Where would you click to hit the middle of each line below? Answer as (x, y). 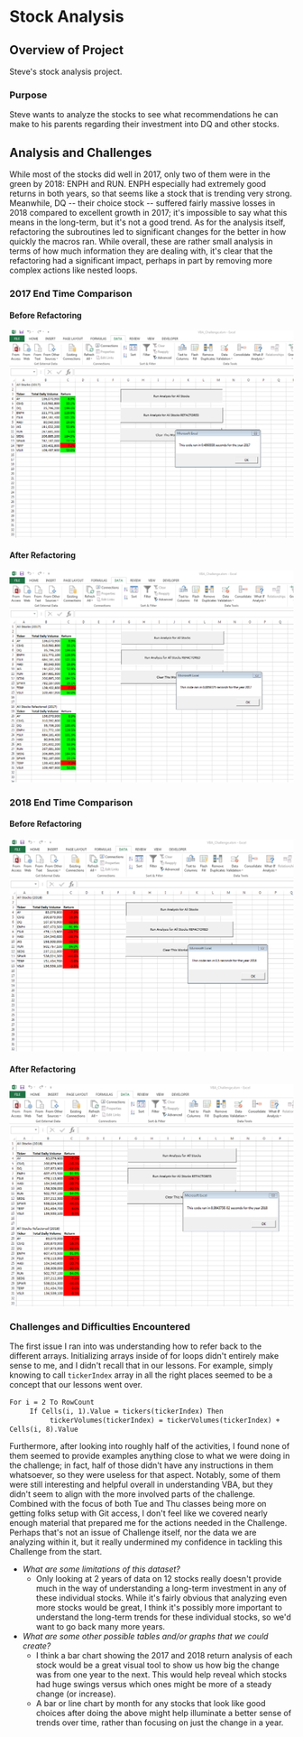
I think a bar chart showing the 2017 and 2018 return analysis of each (164, 1656)
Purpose (28, 95)
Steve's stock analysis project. (66, 71)
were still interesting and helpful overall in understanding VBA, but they (141, 1485)
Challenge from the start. (56, 1552)
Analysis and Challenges (81, 152)
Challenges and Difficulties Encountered (100, 1326)
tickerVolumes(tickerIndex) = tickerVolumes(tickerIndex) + (165, 1421)
